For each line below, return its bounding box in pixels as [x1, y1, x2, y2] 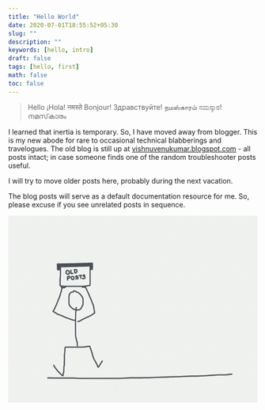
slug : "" [8, 29, 37, 37]
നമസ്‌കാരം [27, 111, 67, 120]
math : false [8, 71, 47, 79]
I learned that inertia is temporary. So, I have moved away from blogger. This [8, 127, 258, 136]
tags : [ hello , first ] [8, 63, 80, 71]
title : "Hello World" [8, 13, 80, 21]
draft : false [8, 55, 51, 63]
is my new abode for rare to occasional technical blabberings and [8, 135, 221, 145]
